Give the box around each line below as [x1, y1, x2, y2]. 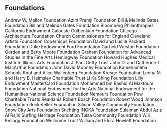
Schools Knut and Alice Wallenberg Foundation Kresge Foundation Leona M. [5, 69, 162, 76]
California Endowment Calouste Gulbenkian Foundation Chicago [5, 27, 137, 34]
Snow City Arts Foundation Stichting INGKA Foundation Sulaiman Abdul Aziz [5, 107, 162, 113]
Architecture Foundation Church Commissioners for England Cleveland [5, 33, 151, 39]
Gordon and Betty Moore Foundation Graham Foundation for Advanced [5, 49, 151, 55]
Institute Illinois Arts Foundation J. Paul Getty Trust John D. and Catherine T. [5, 59, 161, 65]
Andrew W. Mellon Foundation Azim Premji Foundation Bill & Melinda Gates [5, 17, 159, 23]
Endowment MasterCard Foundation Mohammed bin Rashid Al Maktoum [5, 80, 154, 86]
